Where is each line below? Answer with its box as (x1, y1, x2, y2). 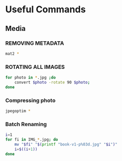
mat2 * (5, 51, 19, 56)
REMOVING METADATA (5, 40, 64, 47)
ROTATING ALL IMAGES (5, 63, 65, 70)
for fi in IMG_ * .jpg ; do (5, 137, 58, 142)
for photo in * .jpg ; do (5, 75, 56, 80)
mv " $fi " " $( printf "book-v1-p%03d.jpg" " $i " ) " (14, 141, 117, 147)
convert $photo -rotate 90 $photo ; (14, 80, 90, 85)
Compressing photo (5, 97, 56, 104)
